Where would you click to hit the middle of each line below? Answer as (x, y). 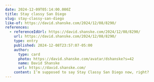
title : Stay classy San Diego (36, 14)
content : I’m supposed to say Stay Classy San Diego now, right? (82, 72)
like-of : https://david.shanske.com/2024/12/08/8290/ (61, 23)
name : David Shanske (39, 63)
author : (21, 50)
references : (17, 27)
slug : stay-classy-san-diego (35, 18)
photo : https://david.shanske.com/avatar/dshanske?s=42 (76, 59)
